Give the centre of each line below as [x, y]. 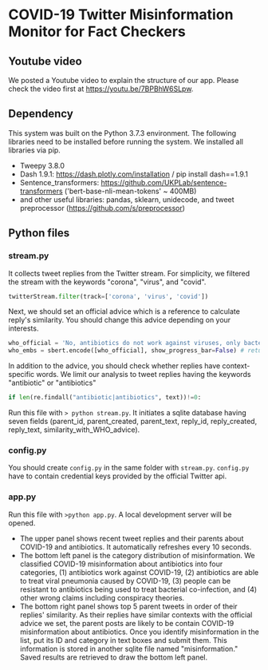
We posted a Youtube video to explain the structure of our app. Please [124, 80]
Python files [39, 233]
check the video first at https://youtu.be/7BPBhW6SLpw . [101, 89]
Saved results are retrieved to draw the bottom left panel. [114, 657]
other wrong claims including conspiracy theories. [102, 597]
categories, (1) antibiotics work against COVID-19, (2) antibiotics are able [139, 572]
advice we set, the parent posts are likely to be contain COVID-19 [127, 623]
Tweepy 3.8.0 [42, 165]
